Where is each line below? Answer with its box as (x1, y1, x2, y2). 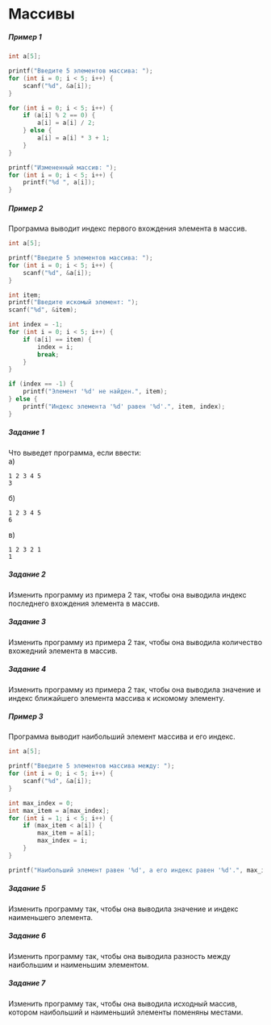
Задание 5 (8, 884, 46, 894)
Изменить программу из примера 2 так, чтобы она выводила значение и (8, 685, 261, 694)
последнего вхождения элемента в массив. (8, 598, 160, 608)
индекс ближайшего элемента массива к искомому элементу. (8, 693, 226, 702)
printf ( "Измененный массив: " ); (8, 163, 117, 172)
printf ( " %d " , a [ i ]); (23, 178, 95, 186)
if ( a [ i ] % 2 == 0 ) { (23, 111, 96, 119)
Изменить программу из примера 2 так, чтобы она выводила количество (8, 637, 263, 647)
